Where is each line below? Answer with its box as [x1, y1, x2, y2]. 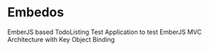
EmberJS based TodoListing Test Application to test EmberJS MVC [7, 28, 202, 36]
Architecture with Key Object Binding [7, 35, 115, 43]
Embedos [7, 4, 64, 21]
